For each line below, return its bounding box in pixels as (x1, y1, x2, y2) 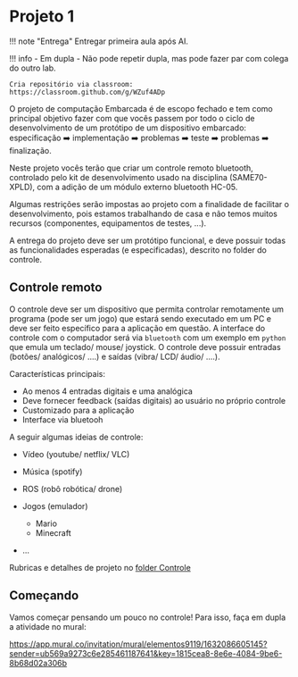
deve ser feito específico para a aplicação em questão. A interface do (9, 322, 266, 333)
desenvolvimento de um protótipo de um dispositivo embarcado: (9, 122, 247, 133)
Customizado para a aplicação (21, 405, 135, 415)
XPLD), (9, 181, 36, 192)
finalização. (9, 145, 52, 155)
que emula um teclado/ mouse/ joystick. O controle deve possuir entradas (9, 341, 281, 352)
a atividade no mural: (9, 621, 87, 631)
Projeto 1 (9, 6, 75, 27)
